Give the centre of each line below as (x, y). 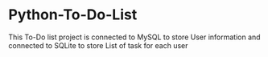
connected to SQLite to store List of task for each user (98, 45)
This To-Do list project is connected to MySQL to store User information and (134, 37)
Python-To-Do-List (73, 15)
